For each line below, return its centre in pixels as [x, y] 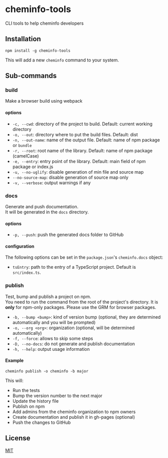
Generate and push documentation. [42, 206]
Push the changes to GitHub [42, 422]
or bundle [22, 145]
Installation [23, 39]
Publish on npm [29, 406]
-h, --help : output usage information [51, 349]
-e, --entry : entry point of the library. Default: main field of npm [79, 161]
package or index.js [33, 167]
